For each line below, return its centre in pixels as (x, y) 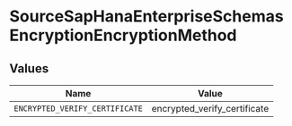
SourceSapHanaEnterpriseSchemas (147, 17)
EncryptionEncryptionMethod (123, 35)
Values (29, 68)
